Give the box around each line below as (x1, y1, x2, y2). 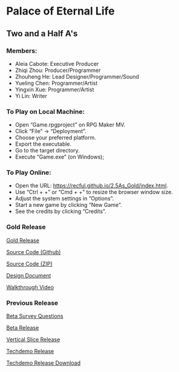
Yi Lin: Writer (15, 92, 47, 99)
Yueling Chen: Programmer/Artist (15, 79, 98, 86)
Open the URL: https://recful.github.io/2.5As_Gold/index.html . (15, 182, 168, 189)
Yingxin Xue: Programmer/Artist (15, 86, 94, 93)
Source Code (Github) (6, 248, 61, 255)
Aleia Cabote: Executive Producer (15, 60, 99, 67)
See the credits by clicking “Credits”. (15, 207, 106, 215)
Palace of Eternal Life (6, 4, 115, 18)
